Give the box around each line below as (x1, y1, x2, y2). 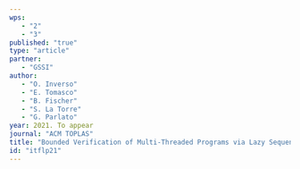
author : (9, 72, 38, 80)
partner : (9, 55, 42, 63)
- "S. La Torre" (21, 105, 82, 114)
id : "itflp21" (9, 146, 62, 155)
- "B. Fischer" (21, 96, 78, 106)
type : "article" (9, 46, 70, 55)
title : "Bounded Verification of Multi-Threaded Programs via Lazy (9, 138, 266, 147)
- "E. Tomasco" (21, 88, 78, 97)
